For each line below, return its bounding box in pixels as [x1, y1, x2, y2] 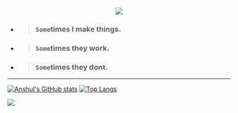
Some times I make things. [35, 25, 122, 35]
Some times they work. [35, 43, 110, 53]
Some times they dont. [35, 62, 108, 72]
